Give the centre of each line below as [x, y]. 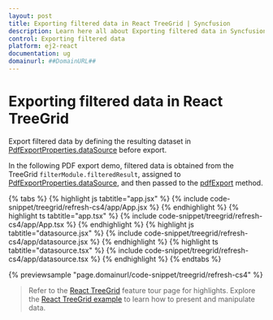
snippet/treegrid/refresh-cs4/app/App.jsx [78, 207]
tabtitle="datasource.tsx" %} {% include [76, 250]
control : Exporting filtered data [67, 39]
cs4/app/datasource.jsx [48, 241]
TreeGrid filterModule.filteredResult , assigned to [95, 174]
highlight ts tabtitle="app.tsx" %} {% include [82, 215]
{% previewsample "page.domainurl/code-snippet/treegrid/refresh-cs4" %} [136, 275]
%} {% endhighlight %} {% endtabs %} [156, 259]
